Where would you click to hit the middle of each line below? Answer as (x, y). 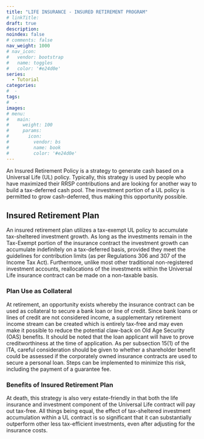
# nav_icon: (21, 52)
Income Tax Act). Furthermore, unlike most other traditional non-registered (100, 263)
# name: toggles (29, 63)
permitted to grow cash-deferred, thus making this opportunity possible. (97, 196)
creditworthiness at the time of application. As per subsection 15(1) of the (98, 343)
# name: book (34, 147)
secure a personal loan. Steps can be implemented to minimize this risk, (96, 362)
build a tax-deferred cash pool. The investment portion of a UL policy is (96, 190)
